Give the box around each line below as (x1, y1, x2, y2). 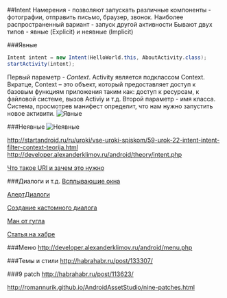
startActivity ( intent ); (7, 60, 75, 67)
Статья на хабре (7, 229, 56, 238)
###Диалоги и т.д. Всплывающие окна (7, 177, 121, 185)
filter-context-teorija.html (7, 143, 79, 151)
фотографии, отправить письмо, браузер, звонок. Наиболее (7, 13, 184, 21)
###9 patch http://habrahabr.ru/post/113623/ (7, 270, 134, 278)
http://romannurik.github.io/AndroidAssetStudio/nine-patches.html (7, 283, 195, 291)
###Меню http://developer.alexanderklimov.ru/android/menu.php (7, 243, 193, 251)
